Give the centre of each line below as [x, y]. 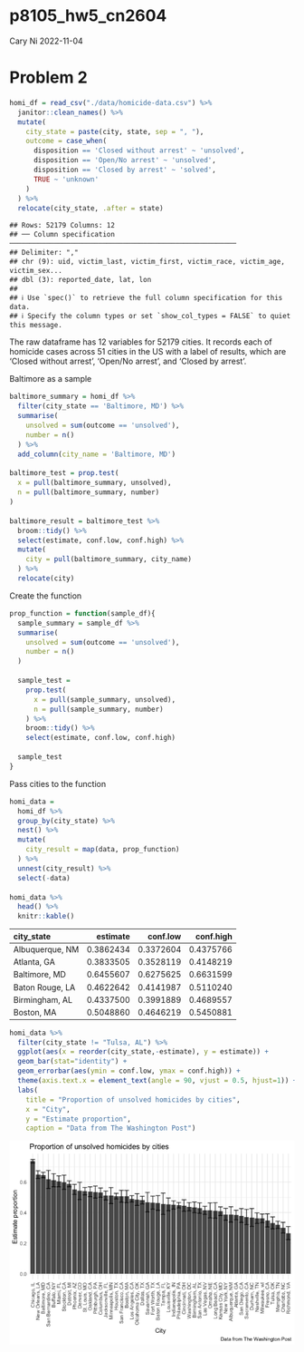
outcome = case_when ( [66, 141]
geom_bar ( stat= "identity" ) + [72, 1062]
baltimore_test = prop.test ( [64, 473]
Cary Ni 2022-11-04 [46, 41]
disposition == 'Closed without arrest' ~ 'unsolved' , [139, 151]
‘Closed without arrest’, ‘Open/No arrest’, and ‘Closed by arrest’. [128, 361]
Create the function [46, 596]
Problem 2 [48, 78]
